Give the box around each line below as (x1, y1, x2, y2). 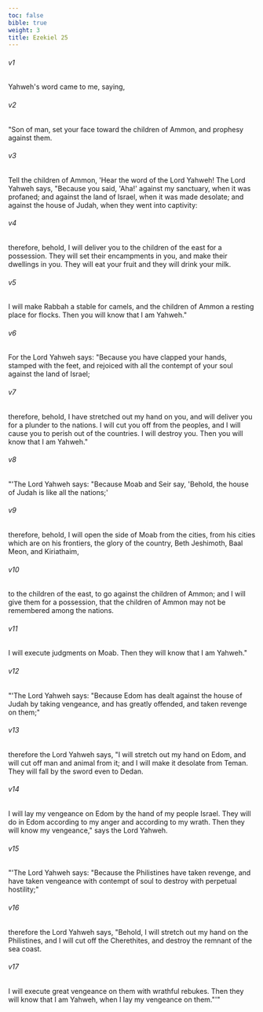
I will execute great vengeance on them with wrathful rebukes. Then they (8, 986, 244, 995)
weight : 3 (8, 26, 41, 34)
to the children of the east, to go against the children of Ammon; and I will (8, 589, 246, 599)
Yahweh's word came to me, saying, (8, 82, 126, 91)
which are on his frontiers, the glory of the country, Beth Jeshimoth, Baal (8, 538, 243, 548)
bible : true (8, 19, 47, 27)
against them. (8, 133, 53, 142)
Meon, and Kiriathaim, (8, 547, 80, 556)
